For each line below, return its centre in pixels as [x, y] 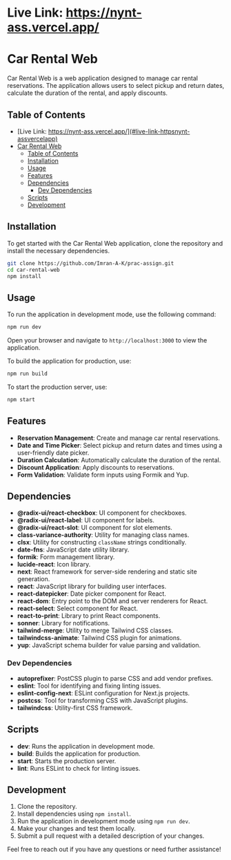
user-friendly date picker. [53, 452]
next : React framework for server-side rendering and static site [107, 571]
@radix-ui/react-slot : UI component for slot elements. [94, 528]
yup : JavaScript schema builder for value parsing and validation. [109, 646]
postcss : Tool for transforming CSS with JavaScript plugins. [102, 700]
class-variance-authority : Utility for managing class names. [103, 535]
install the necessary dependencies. [59, 250]
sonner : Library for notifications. [63, 623]
